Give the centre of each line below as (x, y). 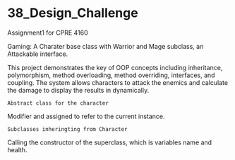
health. (17, 149)
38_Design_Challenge (73, 13)
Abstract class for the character (58, 103)
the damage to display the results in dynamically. (78, 90)
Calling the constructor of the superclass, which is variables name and (110, 142)
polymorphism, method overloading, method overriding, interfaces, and (111, 75)
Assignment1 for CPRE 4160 (48, 33)
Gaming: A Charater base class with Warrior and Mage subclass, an (106, 46)
